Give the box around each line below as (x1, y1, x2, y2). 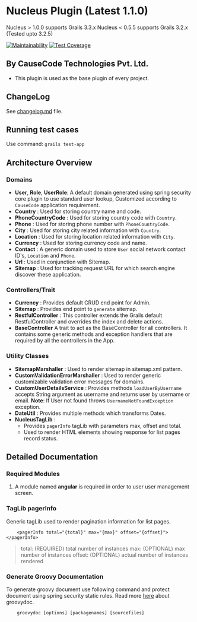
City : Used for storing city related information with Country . (14, 227, 161, 234)
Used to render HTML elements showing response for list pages (23, 429, 180, 436)
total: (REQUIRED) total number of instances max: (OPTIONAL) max (20, 545, 185, 552)
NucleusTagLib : (14, 415, 56, 423)
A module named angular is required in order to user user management (14, 483, 190, 490)
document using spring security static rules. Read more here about (6, 592, 170, 599)
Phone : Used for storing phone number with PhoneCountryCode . (14, 221, 170, 228)
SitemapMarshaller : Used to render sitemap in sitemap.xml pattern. (14, 365, 183, 372)
